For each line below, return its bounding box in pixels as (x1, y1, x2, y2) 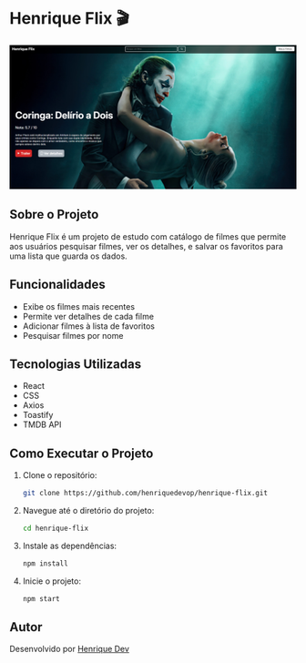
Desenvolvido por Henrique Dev (9, 644, 130, 655)
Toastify (22, 410, 54, 421)
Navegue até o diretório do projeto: (22, 505, 155, 516)
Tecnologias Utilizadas (9, 356, 142, 372)
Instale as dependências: (22, 540, 117, 551)
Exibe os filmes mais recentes (22, 301, 135, 311)
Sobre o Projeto (9, 207, 99, 222)
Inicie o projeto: (22, 576, 82, 586)
